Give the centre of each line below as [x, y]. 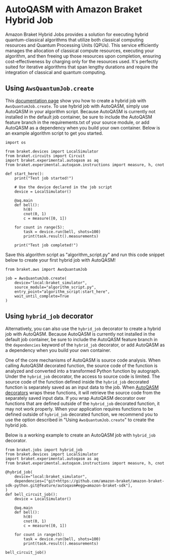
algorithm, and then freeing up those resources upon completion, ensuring [83, 56]
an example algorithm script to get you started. [54, 133]
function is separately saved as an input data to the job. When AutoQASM [82, 387]
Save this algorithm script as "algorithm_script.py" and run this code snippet [85, 254]
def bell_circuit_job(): [31, 494]
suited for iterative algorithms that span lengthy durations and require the [82, 67]
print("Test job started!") [44, 178]
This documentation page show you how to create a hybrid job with [76, 100]
